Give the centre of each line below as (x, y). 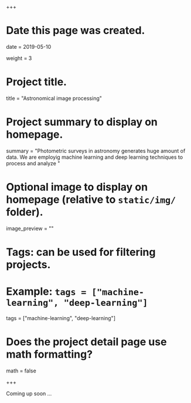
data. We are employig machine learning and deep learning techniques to (95, 157)
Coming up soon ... (29, 393)
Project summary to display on (82, 122)
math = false (21, 371)
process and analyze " (33, 163)
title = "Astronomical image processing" (54, 98)
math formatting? (49, 354)
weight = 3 (19, 58)
